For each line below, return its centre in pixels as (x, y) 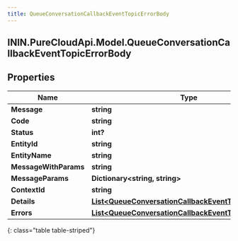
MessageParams (40, 178)
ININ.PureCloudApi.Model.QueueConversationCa (119, 43)
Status (22, 132)
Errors (22, 213)
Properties (31, 77)
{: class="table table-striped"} (51, 230)
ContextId (28, 189)
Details (23, 201)
